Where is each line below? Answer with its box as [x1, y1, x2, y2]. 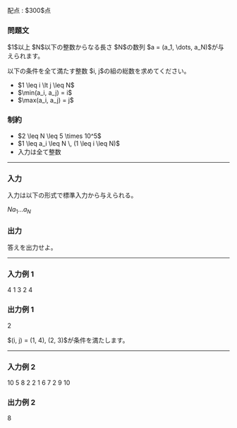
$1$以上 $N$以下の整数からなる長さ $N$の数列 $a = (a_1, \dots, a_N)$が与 [7, 43, 224, 52]
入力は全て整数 [17, 147, 61, 156]
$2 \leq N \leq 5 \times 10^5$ [17, 132, 102, 140]
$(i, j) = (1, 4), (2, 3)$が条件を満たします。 [7, 335, 129, 345]
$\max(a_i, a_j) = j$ [17, 96, 74, 105]
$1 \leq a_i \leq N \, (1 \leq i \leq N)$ [17, 139, 121, 147]
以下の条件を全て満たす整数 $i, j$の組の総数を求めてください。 [7, 66, 190, 76]
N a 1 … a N [7, 204, 32, 215]
